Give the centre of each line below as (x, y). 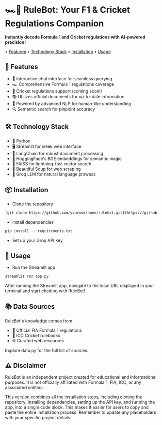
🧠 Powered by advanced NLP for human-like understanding (72, 104)
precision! (16, 42)
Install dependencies (33, 222)
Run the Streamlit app (34, 267)
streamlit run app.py (27, 276)
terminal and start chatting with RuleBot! (45, 291)
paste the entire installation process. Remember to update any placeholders (81, 412)
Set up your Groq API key (37, 240)
